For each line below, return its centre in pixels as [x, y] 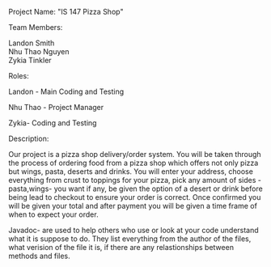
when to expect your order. [53, 214]
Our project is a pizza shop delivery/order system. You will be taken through [135, 154]
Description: [29, 138]
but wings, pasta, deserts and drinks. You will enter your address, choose [131, 172]
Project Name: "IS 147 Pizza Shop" [66, 12]
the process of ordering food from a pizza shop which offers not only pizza [133, 163]
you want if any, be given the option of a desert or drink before [158, 189]
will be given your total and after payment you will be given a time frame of [133, 206]
